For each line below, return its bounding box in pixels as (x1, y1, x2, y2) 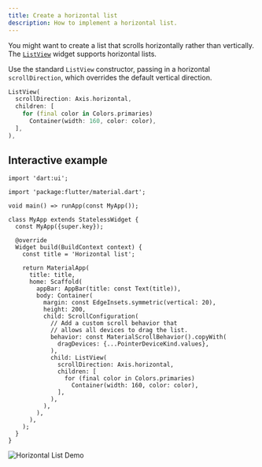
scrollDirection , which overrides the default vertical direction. (8, 73, 212, 82)
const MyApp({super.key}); (15, 222, 104, 231)
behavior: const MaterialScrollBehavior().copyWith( (50, 333, 227, 342)
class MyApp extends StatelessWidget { (8, 216, 139, 224)
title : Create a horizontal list (8, 11, 118, 20)
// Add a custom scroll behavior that (50, 319, 178, 327)
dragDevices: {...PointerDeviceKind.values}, (57, 340, 210, 348)
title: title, (28, 271, 76, 279)
